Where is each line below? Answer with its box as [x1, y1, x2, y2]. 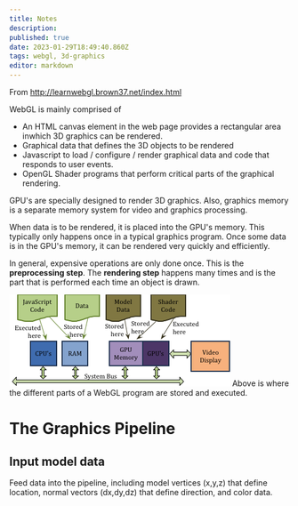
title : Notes [9, 14, 58, 23]
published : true [9, 33, 69, 42]
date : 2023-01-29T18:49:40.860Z [9, 43, 129, 52]
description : [9, 23, 58, 33]
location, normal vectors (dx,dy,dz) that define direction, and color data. [9, 487, 273, 497]
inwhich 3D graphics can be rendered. [21, 131, 163, 141]
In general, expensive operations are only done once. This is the [9, 258, 245, 269]
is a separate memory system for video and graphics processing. [9, 205, 247, 215]
